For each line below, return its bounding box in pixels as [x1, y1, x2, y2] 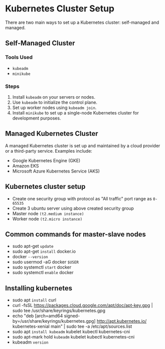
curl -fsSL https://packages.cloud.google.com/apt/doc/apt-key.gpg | [12, 302, 153, 308]
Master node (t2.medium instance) [12, 210, 84, 216]
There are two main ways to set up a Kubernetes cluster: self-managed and [5, 19, 160, 25]
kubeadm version [12, 339, 49, 345]
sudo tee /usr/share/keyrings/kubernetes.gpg [12, 308, 106, 314]
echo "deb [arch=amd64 [12, 313, 63, 319]
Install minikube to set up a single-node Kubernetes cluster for [12, 110, 139, 116]
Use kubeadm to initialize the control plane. [12, 99, 98, 105]
